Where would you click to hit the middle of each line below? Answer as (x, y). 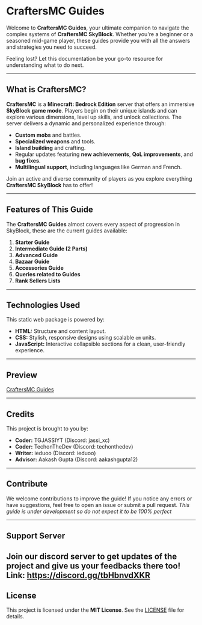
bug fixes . (28, 160)
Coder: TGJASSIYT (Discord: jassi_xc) (62, 440)
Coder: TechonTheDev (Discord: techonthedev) (74, 446)
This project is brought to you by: (47, 428)
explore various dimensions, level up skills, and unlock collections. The (94, 117)
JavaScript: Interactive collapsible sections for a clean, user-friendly (100, 344)
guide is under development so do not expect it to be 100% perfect (89, 511)
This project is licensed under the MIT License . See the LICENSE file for (95, 610)
